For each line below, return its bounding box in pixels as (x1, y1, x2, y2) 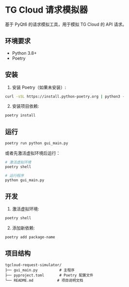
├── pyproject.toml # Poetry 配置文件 (5, 272, 94, 278)
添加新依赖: (12, 225, 35, 231)
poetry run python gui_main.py (5, 141, 68, 146)
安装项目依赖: (12, 103, 39, 109)
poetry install (5, 113, 36, 118)
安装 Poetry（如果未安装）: (12, 84, 66, 90)
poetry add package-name (5, 235, 55, 240)
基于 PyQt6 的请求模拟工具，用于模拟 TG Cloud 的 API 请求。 (5, 21, 127, 27)
